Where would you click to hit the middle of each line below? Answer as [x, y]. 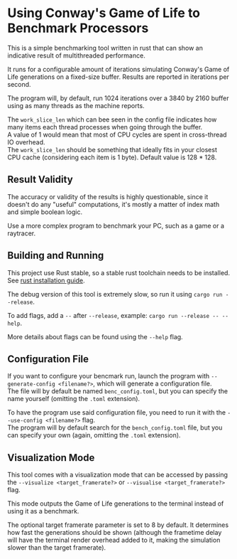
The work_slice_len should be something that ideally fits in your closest [112, 149]
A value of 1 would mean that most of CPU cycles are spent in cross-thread [117, 134]
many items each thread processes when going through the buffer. [105, 127]
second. [19, 84]
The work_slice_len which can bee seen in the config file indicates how [112, 119]
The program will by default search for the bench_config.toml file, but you [115, 427]
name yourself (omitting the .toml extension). [74, 399]
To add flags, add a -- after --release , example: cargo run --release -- [113, 315]
